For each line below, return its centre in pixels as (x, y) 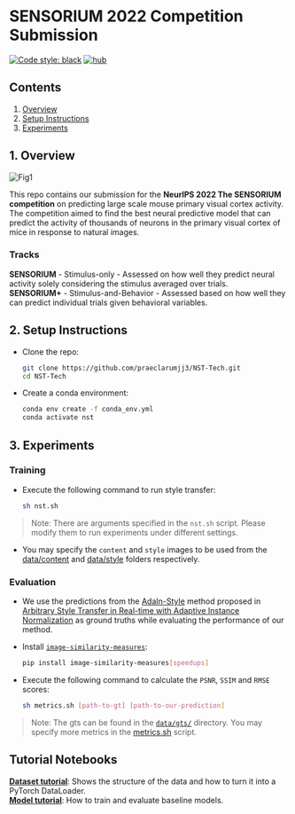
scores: (36, 689)
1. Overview (42, 156)
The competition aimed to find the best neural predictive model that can (140, 213)
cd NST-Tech (44, 376)
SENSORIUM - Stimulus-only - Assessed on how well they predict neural (142, 274)
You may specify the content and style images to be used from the (144, 549)
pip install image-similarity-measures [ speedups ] (116, 663)
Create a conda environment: (75, 393)
